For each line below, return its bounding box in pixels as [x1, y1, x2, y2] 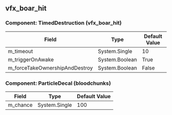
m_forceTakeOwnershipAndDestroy [8, 64, 93, 71]
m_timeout [8, 48, 33, 55]
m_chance [8, 101, 33, 108]
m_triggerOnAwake [8, 56, 54, 63]
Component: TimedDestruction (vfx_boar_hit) [5, 19, 122, 27]
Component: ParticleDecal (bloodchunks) [5, 79, 111, 86]
